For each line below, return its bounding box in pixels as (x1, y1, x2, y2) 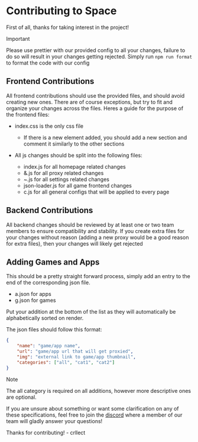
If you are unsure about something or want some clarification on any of (6, 405, 179, 412)
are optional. (6, 393, 37, 401)
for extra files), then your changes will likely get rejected (6, 240, 143, 247)
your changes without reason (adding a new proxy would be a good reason (6, 234, 189, 241)
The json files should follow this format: (6, 326, 102, 333)
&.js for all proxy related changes (23, 169, 104, 176)
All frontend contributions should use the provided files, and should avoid (6, 92, 185, 99)
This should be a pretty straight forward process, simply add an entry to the (6, 273, 190, 280)
